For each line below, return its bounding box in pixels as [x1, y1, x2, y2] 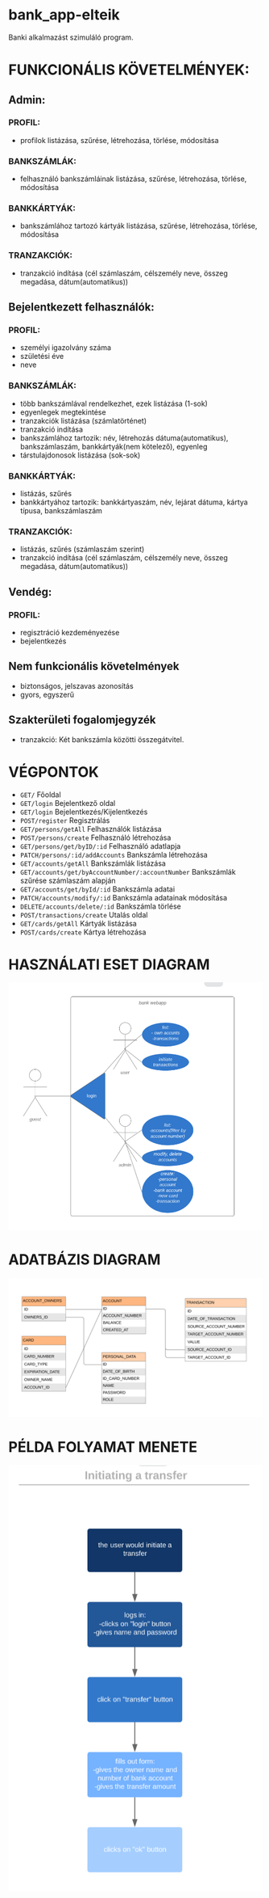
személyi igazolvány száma [19, 343, 111, 352]
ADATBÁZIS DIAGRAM [8, 1251, 161, 1269]
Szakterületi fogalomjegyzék [8, 713, 156, 727]
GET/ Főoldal [19, 790, 62, 799]
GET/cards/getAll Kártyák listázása [19, 918, 137, 928]
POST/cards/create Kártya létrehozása [19, 927, 147, 937]
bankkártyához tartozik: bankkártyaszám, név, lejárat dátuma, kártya [19, 497, 248, 507]
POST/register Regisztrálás [19, 815, 110, 825]
